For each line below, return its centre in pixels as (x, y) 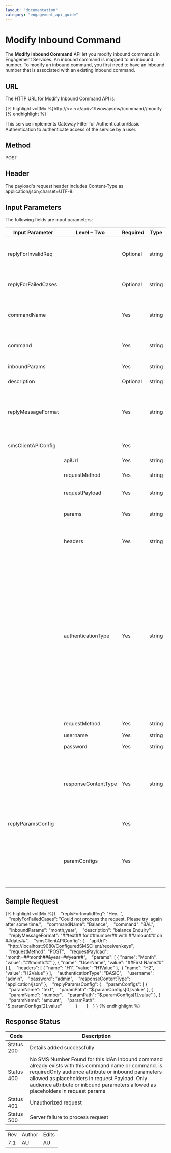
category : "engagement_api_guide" (42, 15)
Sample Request (32, 901)
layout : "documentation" (32, 10)
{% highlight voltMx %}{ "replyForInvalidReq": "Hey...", (64, 913)
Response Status (33, 1022)
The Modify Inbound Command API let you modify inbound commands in (83, 54)
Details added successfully (62, 1048)
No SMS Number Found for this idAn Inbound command (96, 1059)
